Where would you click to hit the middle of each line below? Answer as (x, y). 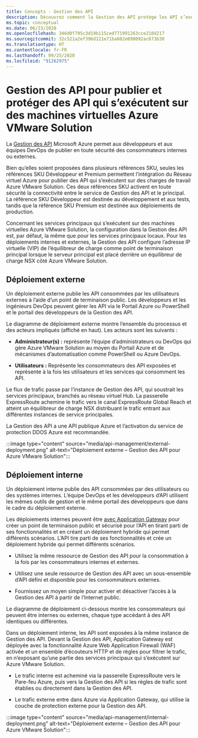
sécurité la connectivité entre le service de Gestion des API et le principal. (96, 193)
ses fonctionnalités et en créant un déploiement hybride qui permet (88, 532)
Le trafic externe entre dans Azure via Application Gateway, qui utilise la (102, 700)
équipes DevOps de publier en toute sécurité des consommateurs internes (97, 150)
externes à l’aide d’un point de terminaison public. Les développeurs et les (96, 300)
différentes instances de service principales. (60, 415)
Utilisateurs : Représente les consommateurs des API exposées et (95, 366)
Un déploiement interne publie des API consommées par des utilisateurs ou (98, 489)
